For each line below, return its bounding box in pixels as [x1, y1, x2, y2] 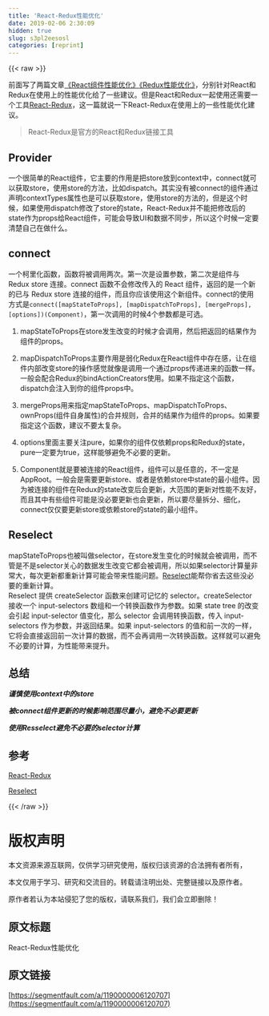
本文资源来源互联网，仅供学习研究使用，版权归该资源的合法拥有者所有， [8, 861, 247, 870]
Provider [8, 151, 52, 164]
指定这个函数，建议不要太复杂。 [19, 420, 126, 429]
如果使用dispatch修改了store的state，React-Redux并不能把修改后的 [22, 203, 246, 212]
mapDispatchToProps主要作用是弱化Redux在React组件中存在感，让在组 [19, 353, 257, 363]
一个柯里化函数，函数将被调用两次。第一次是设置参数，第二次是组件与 [8, 269, 240, 279]
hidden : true [8, 26, 52, 34]
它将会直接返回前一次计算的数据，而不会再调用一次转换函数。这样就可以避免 [8, 631, 261, 640]
